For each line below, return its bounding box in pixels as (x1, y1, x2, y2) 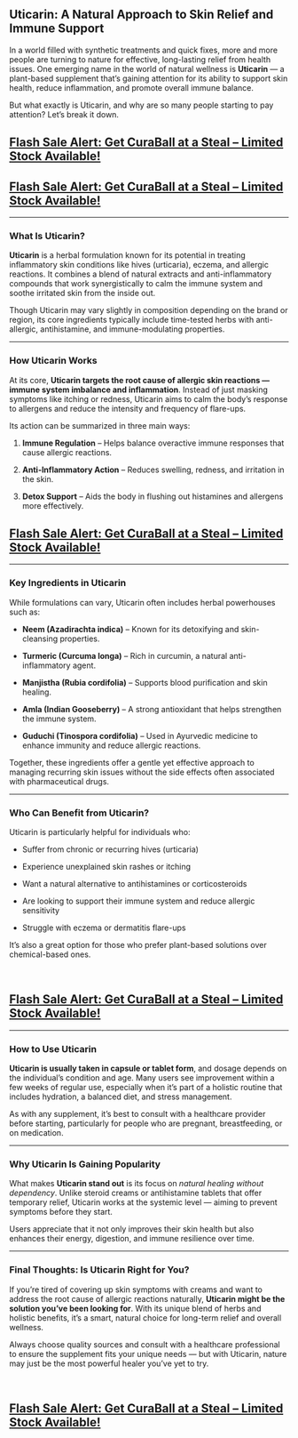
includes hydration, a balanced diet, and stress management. (9, 1091, 232, 1102)
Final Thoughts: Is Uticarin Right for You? (9, 1264, 190, 1276)
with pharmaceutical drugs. (9, 775, 109, 786)
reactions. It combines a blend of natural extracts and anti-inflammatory (9, 269, 272, 279)
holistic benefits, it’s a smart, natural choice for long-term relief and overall (9, 1312, 282, 1323)
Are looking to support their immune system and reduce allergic (21, 896, 255, 906)
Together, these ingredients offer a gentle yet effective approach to (9, 757, 255, 767)
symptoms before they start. (9, 1207, 114, 1217)
